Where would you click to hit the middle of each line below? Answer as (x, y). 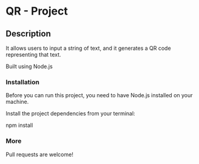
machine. (17, 102)
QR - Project (37, 11)
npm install (19, 125)
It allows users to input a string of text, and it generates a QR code (88, 48)
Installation (23, 82)
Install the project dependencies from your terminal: (70, 114)
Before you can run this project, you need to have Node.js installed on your (99, 95)
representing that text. (33, 55)
